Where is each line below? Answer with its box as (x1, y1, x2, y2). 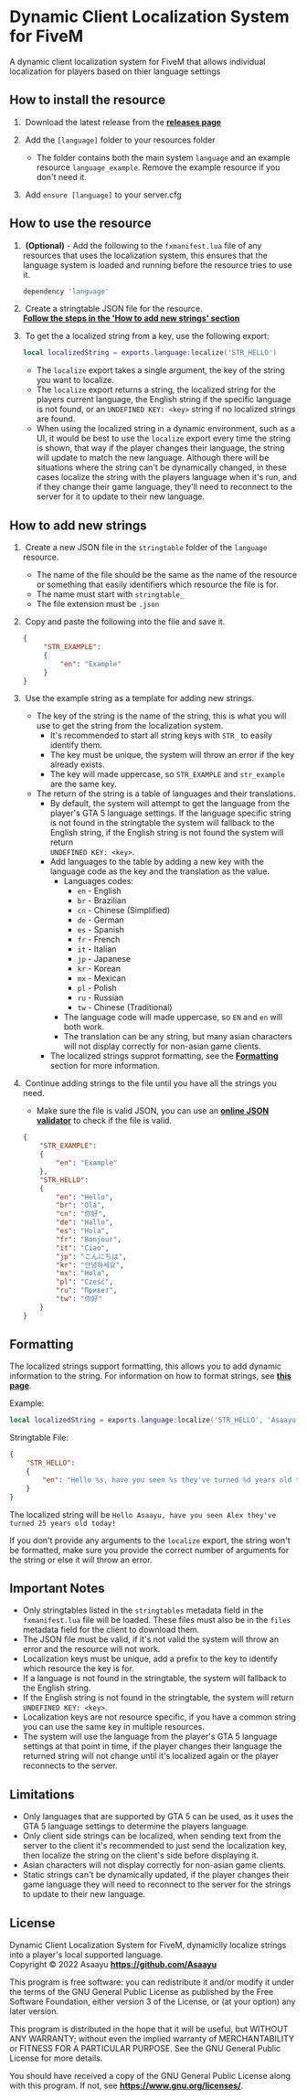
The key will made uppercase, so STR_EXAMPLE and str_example (49, 769, 286, 780)
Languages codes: (63, 876, 134, 887)
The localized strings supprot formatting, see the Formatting (49, 1050, 279, 1061)
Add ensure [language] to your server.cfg (25, 189, 182, 200)
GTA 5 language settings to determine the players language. (22, 1821, 249, 1832)
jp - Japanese (77, 954, 132, 965)
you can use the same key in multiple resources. (22, 1722, 206, 1732)
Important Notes (9, 1580, 105, 1596)
